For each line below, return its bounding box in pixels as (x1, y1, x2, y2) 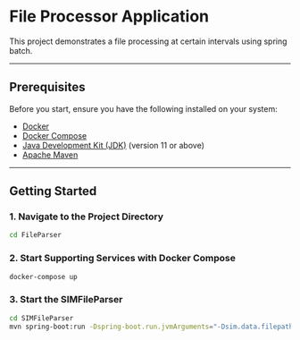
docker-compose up (9, 272, 78, 281)
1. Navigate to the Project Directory (9, 210, 163, 223)
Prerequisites (9, 80, 86, 95)
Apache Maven (21, 149, 79, 160)
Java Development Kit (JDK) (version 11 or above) (21, 140, 205, 150)
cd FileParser (9, 231, 62, 240)
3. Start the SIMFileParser (9, 293, 123, 306)
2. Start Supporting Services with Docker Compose (9, 252, 237, 265)
